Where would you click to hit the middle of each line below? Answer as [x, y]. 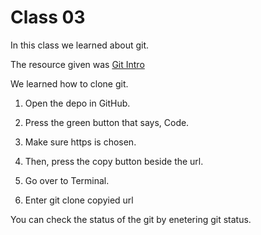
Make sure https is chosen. [80, 142]
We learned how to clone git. [69, 83]
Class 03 [48, 17]
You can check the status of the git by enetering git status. [131, 219]
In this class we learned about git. [80, 45]
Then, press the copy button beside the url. [114, 161]
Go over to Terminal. [67, 180]
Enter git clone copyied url [79, 200]
